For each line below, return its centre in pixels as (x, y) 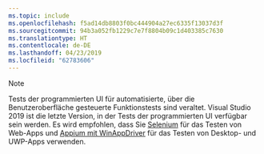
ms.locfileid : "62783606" (51, 61)
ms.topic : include (39, 16)
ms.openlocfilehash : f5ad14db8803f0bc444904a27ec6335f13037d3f (116, 23)
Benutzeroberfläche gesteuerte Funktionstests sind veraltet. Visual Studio (130, 107)
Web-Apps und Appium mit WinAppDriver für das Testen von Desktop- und (132, 132)
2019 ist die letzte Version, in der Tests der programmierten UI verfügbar (128, 115)
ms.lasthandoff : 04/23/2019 (55, 53)
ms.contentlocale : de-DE (50, 46)
